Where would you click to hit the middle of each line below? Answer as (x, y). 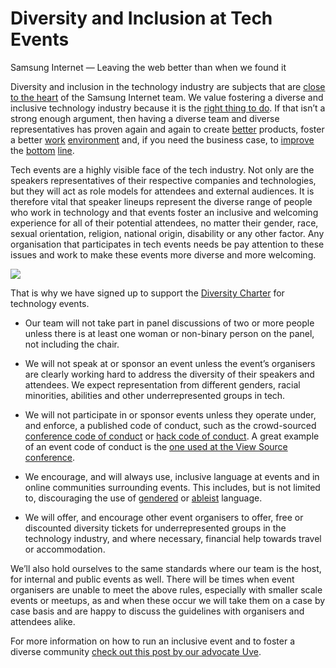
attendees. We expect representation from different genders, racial (162, 384)
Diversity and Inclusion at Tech (141, 18)
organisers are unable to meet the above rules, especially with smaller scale (166, 589)
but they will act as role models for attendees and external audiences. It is (162, 191)
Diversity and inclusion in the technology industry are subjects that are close (168, 86)
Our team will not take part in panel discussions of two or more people (169, 323)
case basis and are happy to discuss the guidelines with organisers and (157, 611)
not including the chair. (72, 344)
